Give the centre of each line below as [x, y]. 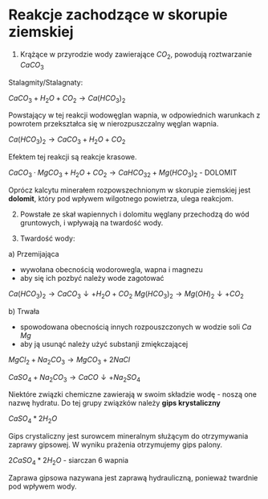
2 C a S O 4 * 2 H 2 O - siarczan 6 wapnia [69, 461]
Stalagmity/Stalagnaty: [46, 82]
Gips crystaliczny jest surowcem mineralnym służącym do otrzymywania [128, 436]
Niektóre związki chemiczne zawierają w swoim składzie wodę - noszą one [133, 394]
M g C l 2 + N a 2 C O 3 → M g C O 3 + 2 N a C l [69, 360]
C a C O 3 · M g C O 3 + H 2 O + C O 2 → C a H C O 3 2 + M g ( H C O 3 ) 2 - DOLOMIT [123, 173]
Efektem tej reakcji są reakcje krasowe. [73, 157]
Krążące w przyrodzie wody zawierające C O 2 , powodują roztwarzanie [136, 55]
